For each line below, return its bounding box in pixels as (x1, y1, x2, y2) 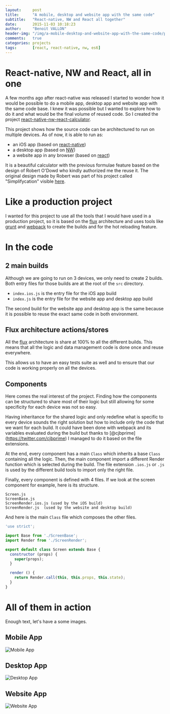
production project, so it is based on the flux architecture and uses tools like (5, 218, 163, 224)
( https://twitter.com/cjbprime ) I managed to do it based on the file (5, 435, 142, 442)
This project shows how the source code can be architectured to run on (5, 126, 155, 132)
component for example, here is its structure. (5, 482, 99, 488)
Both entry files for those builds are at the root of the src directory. (5, 280, 144, 286)
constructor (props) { (10, 551, 58, 557)
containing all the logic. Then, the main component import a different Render (5, 456, 164, 462)
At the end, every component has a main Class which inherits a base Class (5, 450, 161, 457)
